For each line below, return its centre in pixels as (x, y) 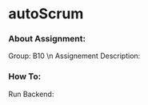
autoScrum (46, 14)
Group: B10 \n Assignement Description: (74, 56)
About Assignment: (47, 39)
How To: (25, 76)
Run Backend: (31, 94)
